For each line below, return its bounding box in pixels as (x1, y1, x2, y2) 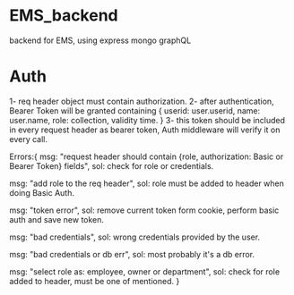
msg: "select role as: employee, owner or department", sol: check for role (9, 265, 281, 277)
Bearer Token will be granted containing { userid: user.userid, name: (9, 105, 261, 116)
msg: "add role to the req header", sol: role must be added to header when (9, 178, 285, 189)
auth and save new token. (9, 214, 105, 224)
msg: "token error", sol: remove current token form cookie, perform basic (9, 205, 280, 215)
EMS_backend (9, 5, 118, 26)
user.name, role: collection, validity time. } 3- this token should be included (9, 114, 285, 125)
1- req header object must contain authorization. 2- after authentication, (9, 96, 275, 106)
